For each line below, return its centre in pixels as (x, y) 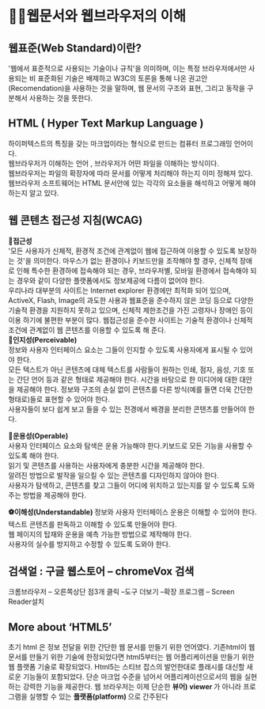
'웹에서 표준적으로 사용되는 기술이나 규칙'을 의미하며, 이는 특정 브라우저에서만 (127, 68)
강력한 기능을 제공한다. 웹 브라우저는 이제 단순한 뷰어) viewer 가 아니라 (132, 687)
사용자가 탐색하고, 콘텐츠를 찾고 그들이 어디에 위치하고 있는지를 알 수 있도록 (124, 485)
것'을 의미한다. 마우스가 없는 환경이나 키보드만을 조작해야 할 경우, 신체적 (127, 260)
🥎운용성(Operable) (38, 435)
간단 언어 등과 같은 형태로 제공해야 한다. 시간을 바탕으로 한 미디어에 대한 (127, 379)
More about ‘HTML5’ (60, 627)
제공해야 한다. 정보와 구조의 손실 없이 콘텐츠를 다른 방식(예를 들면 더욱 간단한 (134, 389)
